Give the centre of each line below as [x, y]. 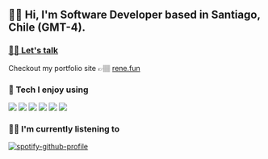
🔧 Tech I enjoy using [48, 90]
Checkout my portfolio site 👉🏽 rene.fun [74, 68]
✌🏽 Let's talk [33, 51]
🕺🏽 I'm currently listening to [64, 128]
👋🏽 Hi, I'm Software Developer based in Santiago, [134, 15]
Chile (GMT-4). [47, 28]
